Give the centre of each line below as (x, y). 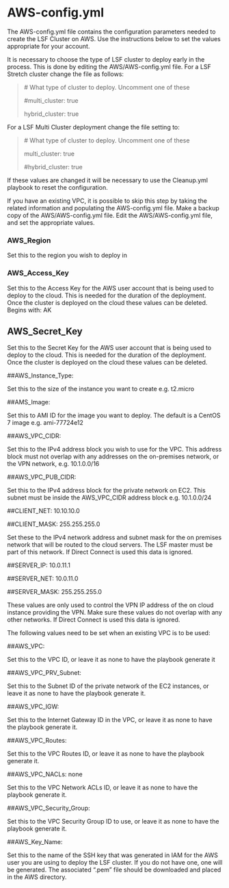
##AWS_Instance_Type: (40, 375)
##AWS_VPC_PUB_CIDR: (42, 477)
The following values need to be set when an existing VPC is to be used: (109, 633)
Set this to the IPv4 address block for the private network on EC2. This (107, 491)
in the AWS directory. (37, 877)
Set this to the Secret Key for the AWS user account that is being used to (109, 348)
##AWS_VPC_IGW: (33, 706)
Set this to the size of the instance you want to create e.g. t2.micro (101, 389)
